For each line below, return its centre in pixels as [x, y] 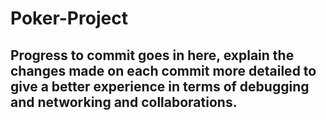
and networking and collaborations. [124, 102]
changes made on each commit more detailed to [163, 70]
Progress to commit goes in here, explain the [152, 55]
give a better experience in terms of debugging [160, 86]
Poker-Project [69, 18]
